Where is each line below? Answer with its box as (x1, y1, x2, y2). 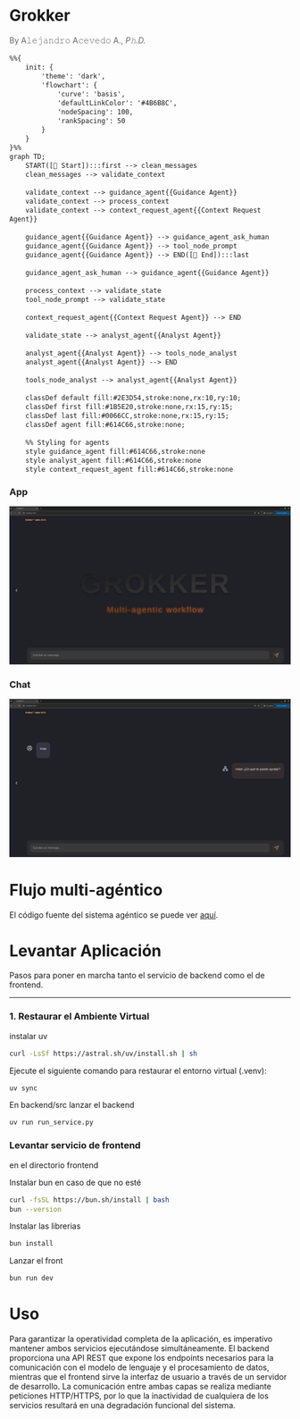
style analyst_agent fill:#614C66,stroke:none (25, 456, 202, 465)
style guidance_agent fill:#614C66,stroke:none (25, 447, 205, 456)
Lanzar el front (9, 1255, 63, 1266)
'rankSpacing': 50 (56, 116, 126, 125)
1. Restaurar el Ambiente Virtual (9, 1011, 150, 1023)
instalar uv (9, 1030, 48, 1041)
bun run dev (9, 1274, 54, 1283)
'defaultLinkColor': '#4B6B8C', (56, 98, 178, 107)
